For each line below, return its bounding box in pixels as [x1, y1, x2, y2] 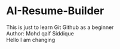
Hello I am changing [6, 36, 56, 43]
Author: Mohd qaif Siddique [6, 30, 75, 37]
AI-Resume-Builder [6, 4, 104, 18]
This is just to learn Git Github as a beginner [6, 24, 114, 31]
